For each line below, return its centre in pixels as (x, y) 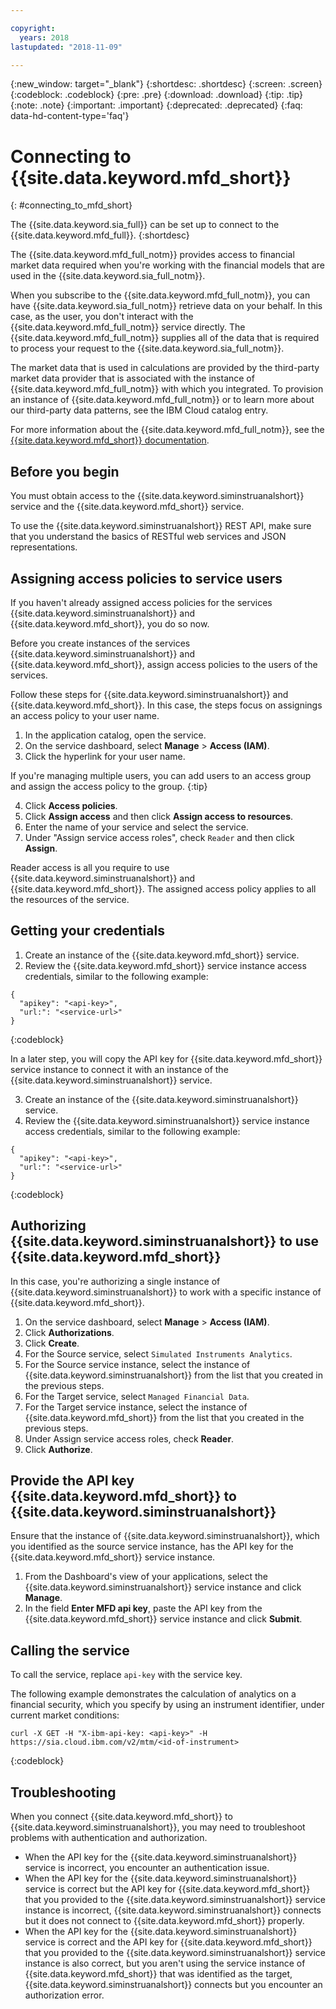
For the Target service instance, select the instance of (136, 1407)
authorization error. (64, 1995)
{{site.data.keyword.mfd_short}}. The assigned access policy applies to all (163, 888)
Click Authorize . (58, 1449)
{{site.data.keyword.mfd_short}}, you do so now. (110, 623)
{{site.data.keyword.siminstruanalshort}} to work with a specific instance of (166, 1292)
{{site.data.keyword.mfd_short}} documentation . (110, 440)
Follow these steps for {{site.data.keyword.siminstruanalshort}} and (149, 694)
